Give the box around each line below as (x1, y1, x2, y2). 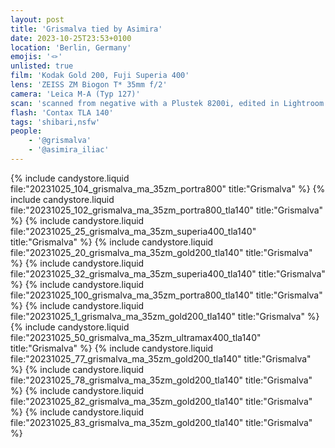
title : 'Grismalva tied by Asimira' (10, 24, 163, 34)
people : (10, 126, 43, 136)
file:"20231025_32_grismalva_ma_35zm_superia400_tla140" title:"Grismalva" (10, 267, 326, 280)
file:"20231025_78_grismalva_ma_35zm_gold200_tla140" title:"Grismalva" (10, 374, 313, 386)
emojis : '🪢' (10, 52, 63, 62)
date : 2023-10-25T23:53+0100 (10, 33, 132, 43)
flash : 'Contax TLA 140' (10, 107, 114, 118)
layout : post (10, 14, 65, 25)
